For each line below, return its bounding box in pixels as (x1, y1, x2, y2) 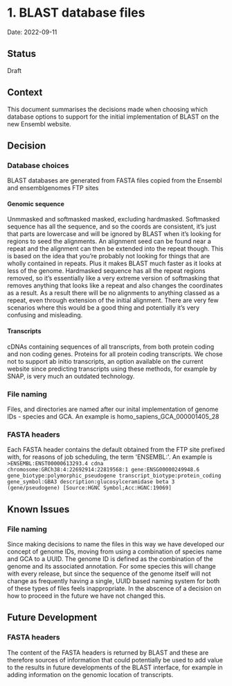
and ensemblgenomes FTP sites (7, 184, 99, 192)
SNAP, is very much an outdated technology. (7, 371, 135, 380)
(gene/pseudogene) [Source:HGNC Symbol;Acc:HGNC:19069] (7, 485, 172, 492)
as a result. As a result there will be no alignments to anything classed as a (7, 289, 220, 297)
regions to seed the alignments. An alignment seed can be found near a (7, 237, 211, 246)
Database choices (7, 160, 69, 170)
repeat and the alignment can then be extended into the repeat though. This (7, 244, 224, 253)
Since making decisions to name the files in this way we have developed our (7, 539, 225, 548)
